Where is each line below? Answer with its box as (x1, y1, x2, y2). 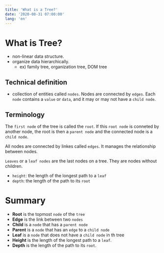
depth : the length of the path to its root (12, 178, 91, 184)
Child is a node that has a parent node (12, 221, 88, 228)
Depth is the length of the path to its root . (12, 242, 97, 248)
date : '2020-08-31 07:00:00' (5, 12, 65, 17)
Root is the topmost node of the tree (12, 211, 85, 217)
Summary (5, 195, 46, 206)
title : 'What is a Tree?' (5, 7, 58, 12)
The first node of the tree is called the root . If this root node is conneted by (5, 123, 159, 129)
